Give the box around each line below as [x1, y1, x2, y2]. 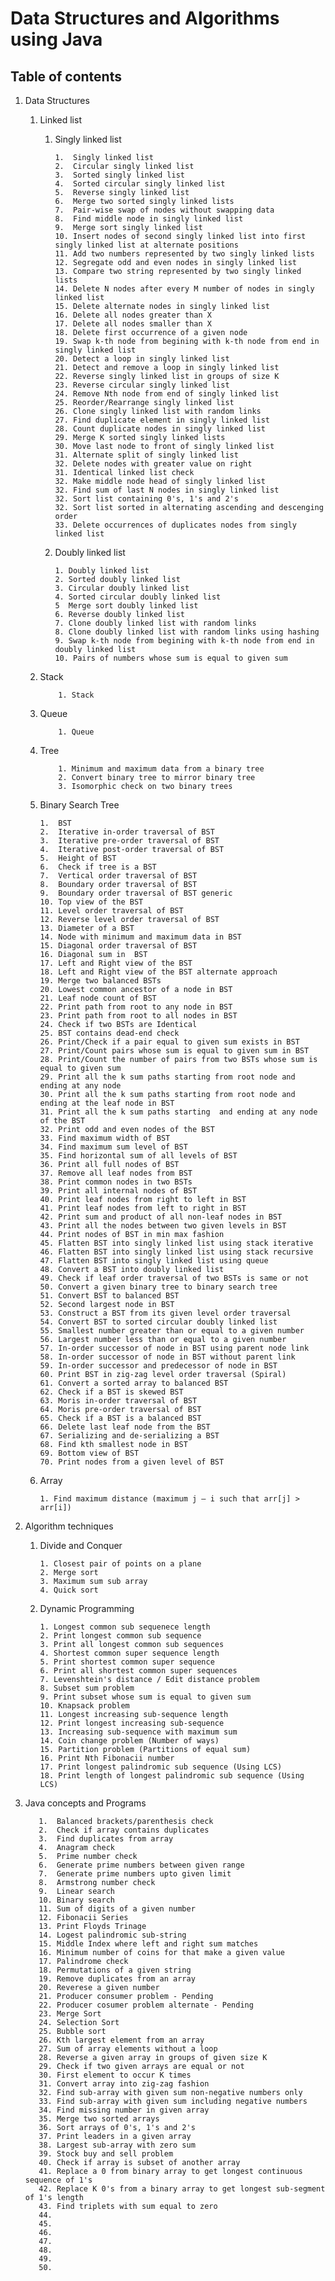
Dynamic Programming [39, 1603, 135, 1614]
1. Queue [58, 727, 95, 737]
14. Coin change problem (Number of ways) [39, 1736, 220, 1746]
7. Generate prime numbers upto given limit [38, 1869, 232, 1879]
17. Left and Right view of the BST [39, 958, 193, 968]
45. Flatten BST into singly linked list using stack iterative [39, 1238, 314, 1248]
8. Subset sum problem [39, 1683, 135, 1693]
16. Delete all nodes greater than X [54, 310, 212, 320]
